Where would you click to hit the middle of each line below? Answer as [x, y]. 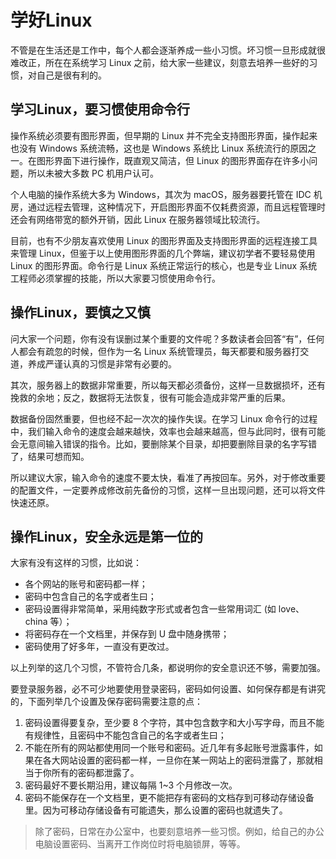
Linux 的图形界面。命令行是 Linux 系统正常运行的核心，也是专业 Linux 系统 [164, 265]
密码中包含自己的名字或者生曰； [90, 597]
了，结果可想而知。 [50, 456]
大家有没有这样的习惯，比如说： [76, 563]
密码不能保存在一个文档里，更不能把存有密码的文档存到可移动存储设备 [169, 798]
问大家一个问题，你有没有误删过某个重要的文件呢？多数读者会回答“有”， [159, 338]
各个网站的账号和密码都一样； [86, 584]
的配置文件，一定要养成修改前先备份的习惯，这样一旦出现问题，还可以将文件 [168, 490]
